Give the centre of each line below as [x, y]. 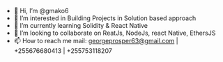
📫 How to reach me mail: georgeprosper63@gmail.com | [96, 41]
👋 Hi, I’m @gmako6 [41, 11]
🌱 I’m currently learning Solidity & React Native [81, 25]
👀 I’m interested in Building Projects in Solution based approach [105, 18]
